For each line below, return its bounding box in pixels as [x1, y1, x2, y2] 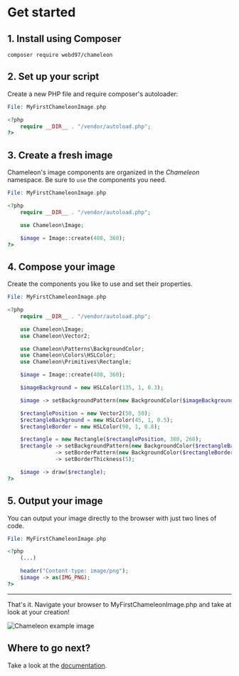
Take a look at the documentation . [7, 661, 107, 670]
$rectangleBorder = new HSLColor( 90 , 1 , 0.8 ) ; [20, 423, 161, 431]
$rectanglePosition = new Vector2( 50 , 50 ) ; [20, 410, 152, 417]
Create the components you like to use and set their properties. [7, 280, 193, 288]
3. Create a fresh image [7, 149, 113, 161]
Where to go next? [7, 642, 91, 655]
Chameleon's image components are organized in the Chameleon [7, 168, 200, 176]
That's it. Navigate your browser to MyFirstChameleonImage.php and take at [7, 600, 232, 608]
